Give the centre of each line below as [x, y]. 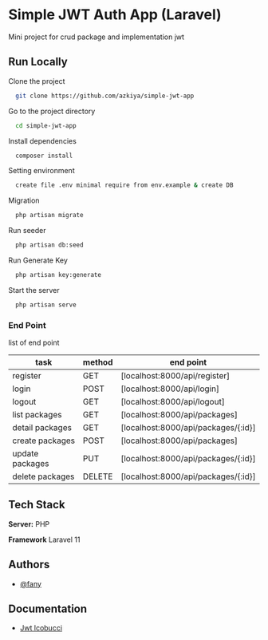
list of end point [34, 343]
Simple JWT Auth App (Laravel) [115, 15]
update [26, 454]
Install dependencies [43, 140]
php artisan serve [46, 305]
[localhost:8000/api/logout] [173, 402]
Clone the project [37, 81]
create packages [44, 440]
